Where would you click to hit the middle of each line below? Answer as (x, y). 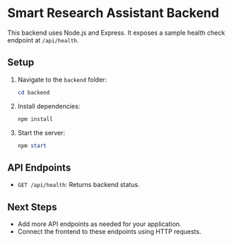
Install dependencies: (49, 106)
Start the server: (41, 132)
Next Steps (32, 207)
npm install (35, 119)
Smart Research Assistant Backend (113, 13)
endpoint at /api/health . (43, 40)
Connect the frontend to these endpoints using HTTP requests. (109, 231)
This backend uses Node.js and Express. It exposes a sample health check (116, 33)
